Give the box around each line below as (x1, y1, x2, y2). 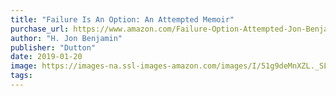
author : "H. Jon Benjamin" (10, 33, 123, 43)
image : (10, 61, 38, 71)
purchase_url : (10, 24, 70, 34)
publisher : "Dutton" (10, 42, 97, 53)
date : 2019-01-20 (10, 52, 83, 62)
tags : (10, 71, 33, 81)
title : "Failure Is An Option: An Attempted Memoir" (10, 14, 235, 25)
